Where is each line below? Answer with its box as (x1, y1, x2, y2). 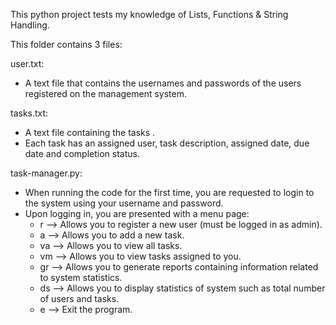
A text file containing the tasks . (24, 127, 156, 138)
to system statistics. (39, 272, 123, 283)
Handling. (10, 19, 50, 31)
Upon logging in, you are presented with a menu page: (24, 208, 250, 219)
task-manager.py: (10, 167, 83, 179)
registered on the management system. (24, 88, 188, 99)
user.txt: (10, 58, 45, 69)
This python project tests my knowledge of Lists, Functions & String (10, 9, 289, 20)
